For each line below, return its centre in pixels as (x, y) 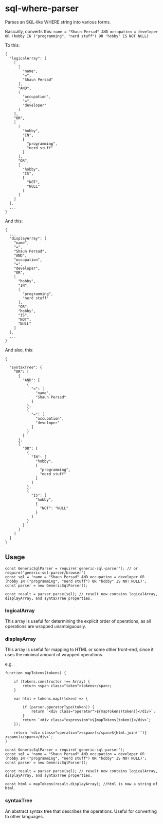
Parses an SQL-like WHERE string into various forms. (58, 22)
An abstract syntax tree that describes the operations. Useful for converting (81, 811)
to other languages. (25, 816)
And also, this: (19, 350)
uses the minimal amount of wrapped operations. (54, 655)
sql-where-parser (42, 9)
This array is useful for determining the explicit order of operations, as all (78, 621)
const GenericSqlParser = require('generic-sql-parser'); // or (72, 569)
